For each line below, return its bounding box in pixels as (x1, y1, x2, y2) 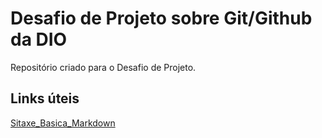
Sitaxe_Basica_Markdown (10, 117, 116, 129)
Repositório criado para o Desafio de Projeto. (10, 61, 197, 73)
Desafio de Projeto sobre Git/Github (10, 7, 313, 30)
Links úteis (10, 90, 80, 107)
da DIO (10, 28, 68, 51)
